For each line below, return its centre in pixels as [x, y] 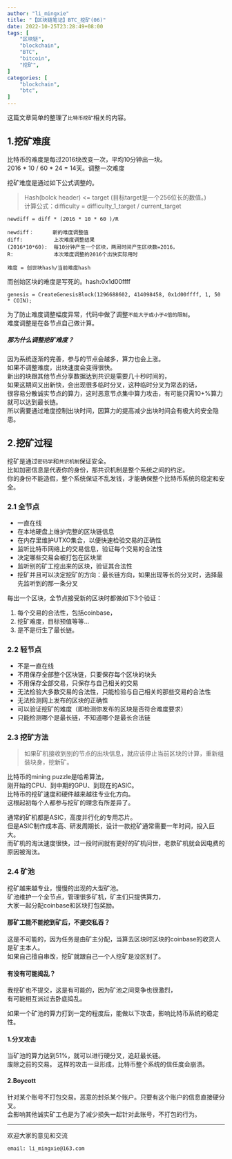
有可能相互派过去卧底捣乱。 [47, 999]
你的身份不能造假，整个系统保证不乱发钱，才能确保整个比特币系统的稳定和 [113, 478]
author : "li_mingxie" [38, 13]
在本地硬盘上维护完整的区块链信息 [66, 531]
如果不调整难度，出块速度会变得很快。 [61, 367]
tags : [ [18, 33]
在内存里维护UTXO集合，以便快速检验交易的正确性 [89, 540]
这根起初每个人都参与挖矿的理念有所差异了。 [71, 803]
